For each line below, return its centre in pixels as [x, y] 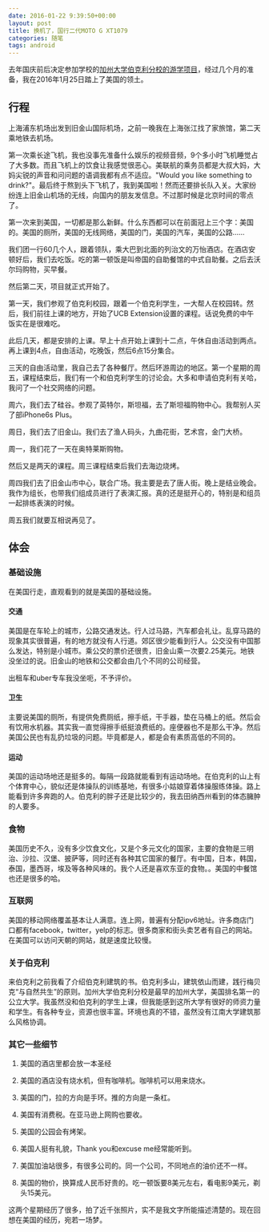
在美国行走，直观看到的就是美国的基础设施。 [82, 591]
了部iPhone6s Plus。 [42, 415]
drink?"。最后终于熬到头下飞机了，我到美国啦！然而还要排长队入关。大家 [129, 184]
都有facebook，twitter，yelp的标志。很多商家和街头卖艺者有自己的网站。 [136, 930]
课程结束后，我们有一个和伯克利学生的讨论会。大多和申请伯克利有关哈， [141, 377]
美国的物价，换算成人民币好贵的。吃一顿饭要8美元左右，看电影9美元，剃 [140, 1183]
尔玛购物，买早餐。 [40, 269]
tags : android [32, 46]
